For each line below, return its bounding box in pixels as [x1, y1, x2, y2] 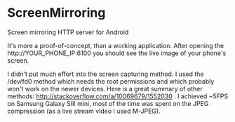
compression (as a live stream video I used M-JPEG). [7, 107, 161, 115]
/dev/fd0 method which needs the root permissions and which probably [7, 77, 215, 85]
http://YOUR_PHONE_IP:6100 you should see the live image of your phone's [7, 49, 227, 57]
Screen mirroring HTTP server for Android [7, 28, 129, 36]
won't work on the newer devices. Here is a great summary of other [7, 84, 203, 93]
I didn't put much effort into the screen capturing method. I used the [7, 70, 204, 78]
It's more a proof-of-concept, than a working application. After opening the [7, 41, 224, 49]
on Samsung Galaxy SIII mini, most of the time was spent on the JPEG [7, 99, 209, 107]
